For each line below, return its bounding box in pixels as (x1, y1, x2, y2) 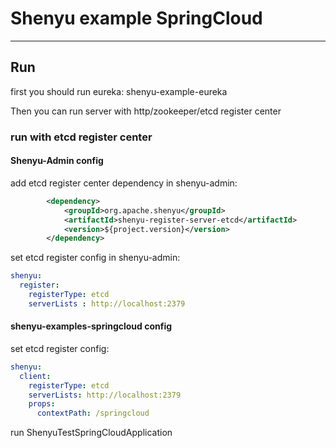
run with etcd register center (10, 130, 153, 144)
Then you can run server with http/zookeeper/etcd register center (10, 105, 282, 117)
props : (28, 399, 56, 409)
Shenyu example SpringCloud (10, 7, 263, 30)
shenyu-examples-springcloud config (10, 320, 173, 332)
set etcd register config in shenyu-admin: (10, 252, 181, 264)
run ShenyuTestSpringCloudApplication (10, 427, 173, 439)
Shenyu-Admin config (10, 155, 104, 167)
